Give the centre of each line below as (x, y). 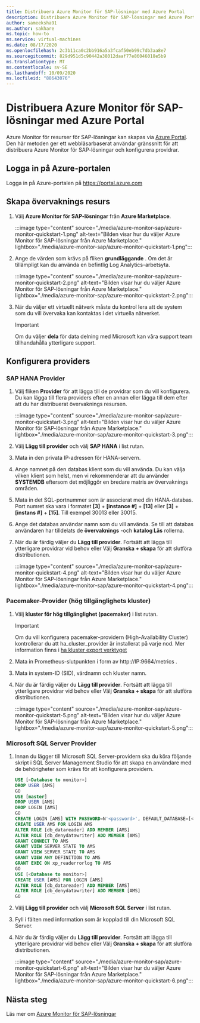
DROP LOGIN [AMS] (36, 808)
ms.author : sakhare (30, 28)
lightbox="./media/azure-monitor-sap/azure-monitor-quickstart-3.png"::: (104, 435)
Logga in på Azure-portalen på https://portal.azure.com (74, 183)
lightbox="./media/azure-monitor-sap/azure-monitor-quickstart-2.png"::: (104, 295)
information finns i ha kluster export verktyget (71, 650)
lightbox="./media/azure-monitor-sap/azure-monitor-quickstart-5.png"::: (104, 728)
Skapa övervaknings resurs (58, 202)
